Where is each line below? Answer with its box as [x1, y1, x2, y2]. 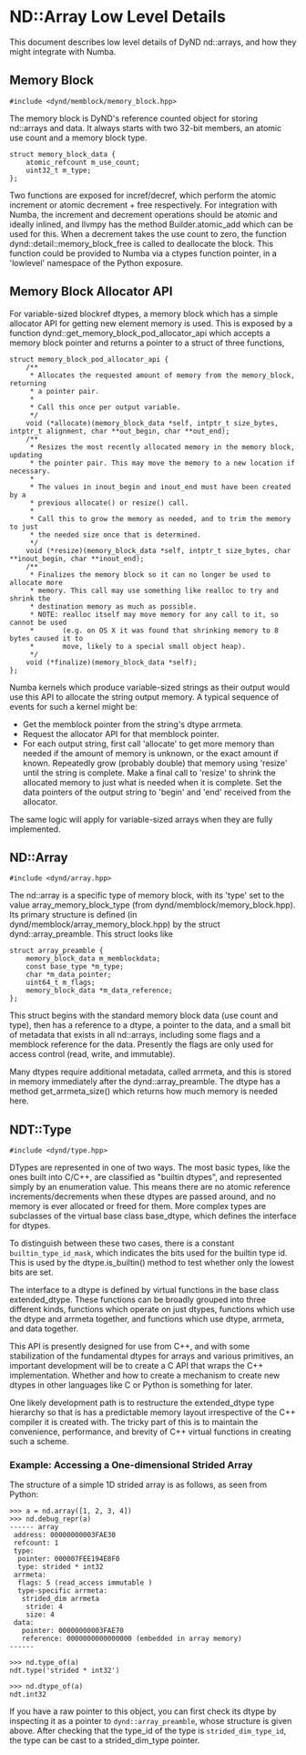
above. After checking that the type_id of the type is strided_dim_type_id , [9, 1725, 287, 1737]
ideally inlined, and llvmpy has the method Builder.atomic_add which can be [9, 219, 293, 230]
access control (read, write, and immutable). [9, 1049, 176, 1060]
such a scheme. [9, 1436, 69, 1447]
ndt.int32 [9, 1690, 47, 1699]
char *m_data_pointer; [25, 970, 112, 980]
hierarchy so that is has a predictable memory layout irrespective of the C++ [9, 1407, 296, 1418]
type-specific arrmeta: [17, 1586, 107, 1596]
